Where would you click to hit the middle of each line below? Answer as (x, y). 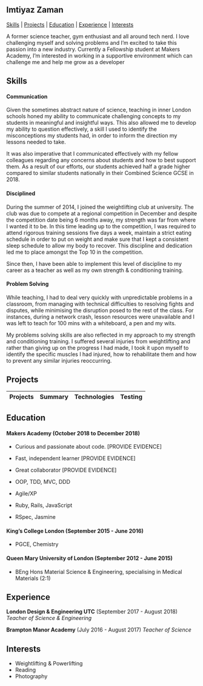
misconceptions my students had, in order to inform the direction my (92, 136)
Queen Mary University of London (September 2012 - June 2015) (89, 558)
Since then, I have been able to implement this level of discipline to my (94, 263)
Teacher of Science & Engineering (49, 618)
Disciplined (21, 193)
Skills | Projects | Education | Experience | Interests (70, 24)
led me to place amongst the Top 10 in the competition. (75, 252)
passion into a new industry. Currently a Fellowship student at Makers (93, 49)
